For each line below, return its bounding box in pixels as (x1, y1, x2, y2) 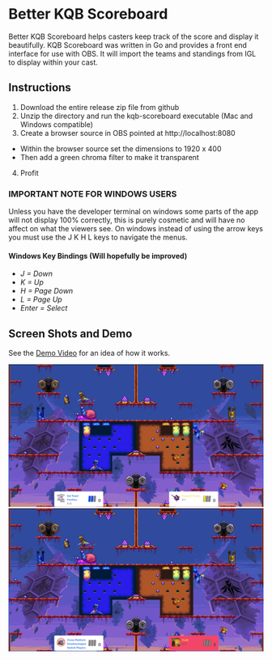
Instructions (8, 81, 71, 95)
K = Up (19, 277, 45, 287)
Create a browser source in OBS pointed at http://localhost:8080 (19, 128, 236, 137)
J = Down (19, 269, 53, 279)
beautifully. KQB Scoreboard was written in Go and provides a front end (8, 40, 247, 49)
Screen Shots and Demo (8, 327, 133, 341)
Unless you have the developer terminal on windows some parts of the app (8, 207, 259, 217)
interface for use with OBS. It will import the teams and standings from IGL (8, 49, 257, 58)
